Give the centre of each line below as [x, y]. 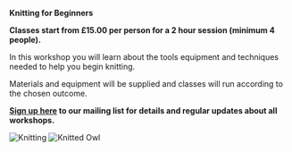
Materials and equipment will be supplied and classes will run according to [146, 84]
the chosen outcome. [48, 93]
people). [25, 40]
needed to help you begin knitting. [72, 67]
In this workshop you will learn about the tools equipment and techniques [144, 57]
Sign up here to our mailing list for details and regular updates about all [143, 110]
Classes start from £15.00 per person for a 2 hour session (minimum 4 [142, 30]
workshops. [32, 120]
